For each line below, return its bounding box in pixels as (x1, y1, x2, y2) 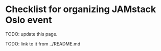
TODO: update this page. (5, 31, 58, 37)
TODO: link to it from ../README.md (5, 40, 81, 46)
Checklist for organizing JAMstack (5, 4, 156, 15)
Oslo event (5, 14, 52, 26)
